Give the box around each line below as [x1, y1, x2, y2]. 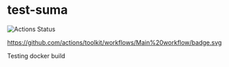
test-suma [7, 2, 68, 18]
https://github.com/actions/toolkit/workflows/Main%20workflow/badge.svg [7, 38, 222, 46]
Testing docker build [7, 51, 66, 60]
